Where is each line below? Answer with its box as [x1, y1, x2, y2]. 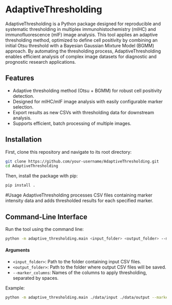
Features [5, 74, 34, 83]
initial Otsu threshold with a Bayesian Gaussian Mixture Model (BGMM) [5, 42, 155, 48]
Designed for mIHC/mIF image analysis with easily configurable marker [12, 98, 163, 104]
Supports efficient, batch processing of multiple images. [12, 120, 132, 127]
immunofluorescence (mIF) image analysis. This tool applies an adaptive [5, 31, 158, 38]
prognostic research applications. [5, 59, 76, 65]
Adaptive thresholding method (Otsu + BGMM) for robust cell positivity [12, 87, 162, 94]
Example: [5, 285, 25, 291]
